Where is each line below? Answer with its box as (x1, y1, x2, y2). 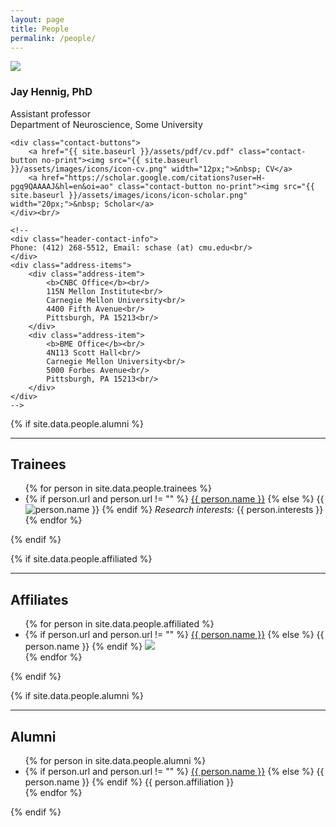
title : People (10, 24, 70, 34)
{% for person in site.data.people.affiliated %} (24, 618, 215, 630)
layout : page (10, 14, 65, 25)
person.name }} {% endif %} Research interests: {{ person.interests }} (34, 504, 324, 516)
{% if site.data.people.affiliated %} (10, 553, 153, 565)
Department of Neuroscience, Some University (10, 118, 203, 130)
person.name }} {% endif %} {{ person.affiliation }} (24, 776, 235, 788)
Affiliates (10, 591, 69, 608)
